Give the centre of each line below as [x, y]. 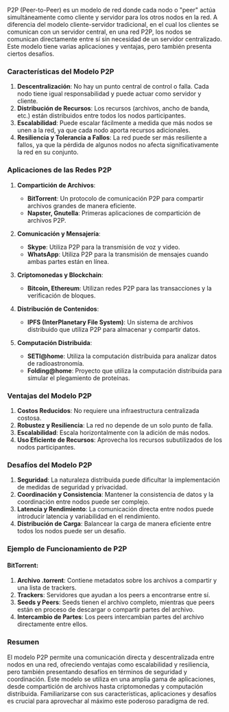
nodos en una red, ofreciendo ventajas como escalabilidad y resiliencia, [108, 664]
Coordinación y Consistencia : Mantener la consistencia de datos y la [115, 495]
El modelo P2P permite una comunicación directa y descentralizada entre [111, 657]
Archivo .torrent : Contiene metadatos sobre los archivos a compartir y [117, 581]
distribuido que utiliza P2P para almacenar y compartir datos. [114, 329]
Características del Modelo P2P [61, 71]
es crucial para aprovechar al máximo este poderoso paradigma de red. [108, 701]
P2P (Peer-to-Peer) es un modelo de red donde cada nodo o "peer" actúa [111, 10]
